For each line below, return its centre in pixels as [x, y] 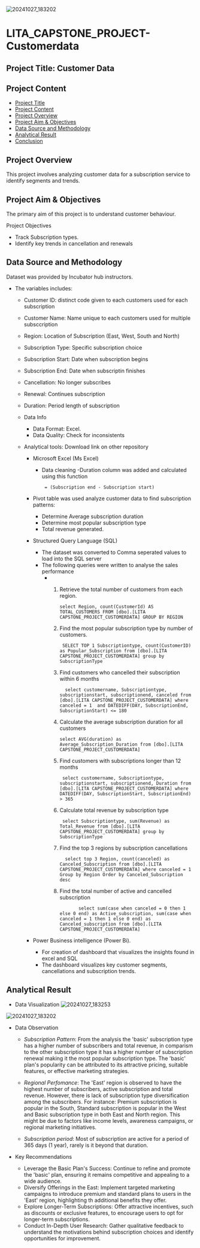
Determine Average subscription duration [93, 516]
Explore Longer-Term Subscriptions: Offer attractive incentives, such [108, 1206]
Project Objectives [29, 226]
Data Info [35, 417]
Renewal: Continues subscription [64, 394]
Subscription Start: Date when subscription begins [86, 359]
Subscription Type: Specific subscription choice [83, 347]
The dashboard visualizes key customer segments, [104, 965]
